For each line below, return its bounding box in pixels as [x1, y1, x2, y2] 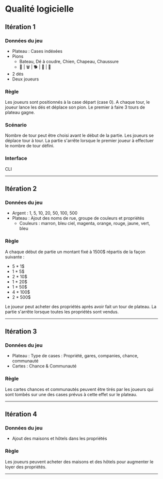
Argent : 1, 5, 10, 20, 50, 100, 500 [12, 210, 78, 216]
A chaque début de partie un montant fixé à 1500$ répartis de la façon [5, 249, 146, 255]
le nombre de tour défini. [5, 143, 55, 149]
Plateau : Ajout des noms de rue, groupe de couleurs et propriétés [12, 215, 145, 221]
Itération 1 [5, 23, 36, 31]
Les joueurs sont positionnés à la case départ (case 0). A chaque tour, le [5, 99, 150, 105]
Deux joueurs [12, 76, 39, 82]
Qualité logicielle [5, 3, 74, 15]
